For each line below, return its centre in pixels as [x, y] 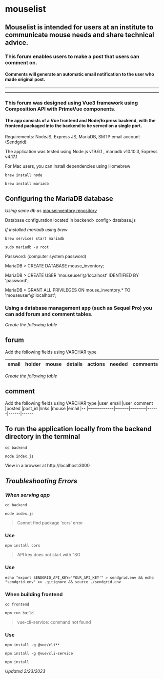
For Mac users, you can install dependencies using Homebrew [68, 166]
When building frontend [34, 594]
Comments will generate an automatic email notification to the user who [80, 74]
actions [96, 364]
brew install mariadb [27, 183]
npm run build [20, 613]
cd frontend [17, 604]
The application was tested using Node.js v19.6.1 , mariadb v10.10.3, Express [81, 151]
